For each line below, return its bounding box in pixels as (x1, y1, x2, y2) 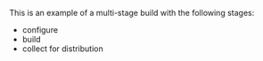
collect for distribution (21, 43, 104, 54)
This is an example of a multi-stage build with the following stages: (9, 8, 255, 18)
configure (21, 25, 59, 34)
